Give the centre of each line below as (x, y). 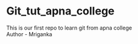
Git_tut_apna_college (60, 11)
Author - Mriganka (29, 34)
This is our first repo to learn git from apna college (69, 28)
